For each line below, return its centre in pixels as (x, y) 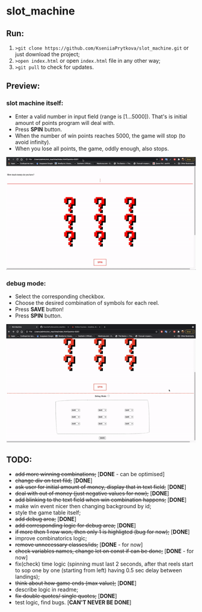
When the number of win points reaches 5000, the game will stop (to (100, 135)
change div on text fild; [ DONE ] (54, 480)
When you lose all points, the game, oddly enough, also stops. (92, 148)
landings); (27, 576)
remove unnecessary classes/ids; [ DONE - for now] (79, 544)
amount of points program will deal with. (65, 123)
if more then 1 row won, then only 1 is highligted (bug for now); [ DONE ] (103, 532)
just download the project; (47, 54)
